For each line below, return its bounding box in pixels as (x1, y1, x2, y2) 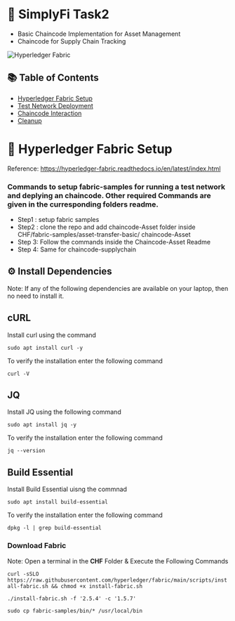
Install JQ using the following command (7, 407, 121, 417)
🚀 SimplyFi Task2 (7, 6, 110, 22)
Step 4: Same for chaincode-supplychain (17, 245, 137, 254)
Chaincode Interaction (17, 109, 82, 117)
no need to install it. (7, 292, 65, 300)
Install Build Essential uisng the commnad (7, 485, 128, 494)
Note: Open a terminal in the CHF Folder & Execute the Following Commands (7, 556, 229, 565)
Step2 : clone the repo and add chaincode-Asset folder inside (17, 223, 196, 231)
